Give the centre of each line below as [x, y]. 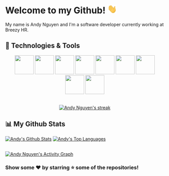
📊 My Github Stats [35, 124]
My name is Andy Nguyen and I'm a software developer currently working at [84, 25]
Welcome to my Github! [55, 10]
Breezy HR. [17, 30]
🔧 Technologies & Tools [43, 46]
